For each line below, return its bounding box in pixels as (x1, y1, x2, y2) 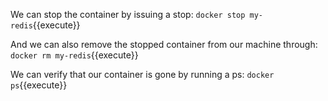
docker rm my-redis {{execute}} (10, 49, 139, 61)
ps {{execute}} (10, 79, 68, 91)
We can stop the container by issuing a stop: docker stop (10, 9, 246, 20)
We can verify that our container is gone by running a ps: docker (10, 69, 275, 80)
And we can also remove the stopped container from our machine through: (10, 39, 318, 50)
